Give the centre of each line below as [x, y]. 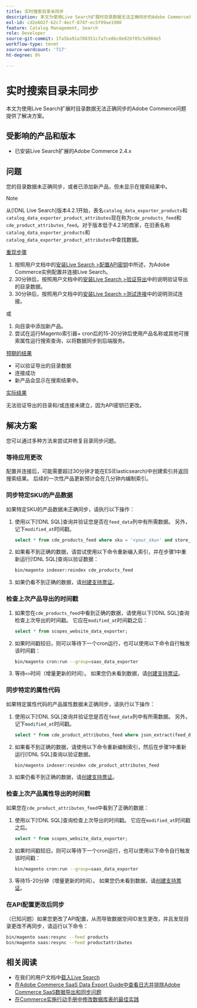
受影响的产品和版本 [41, 136]
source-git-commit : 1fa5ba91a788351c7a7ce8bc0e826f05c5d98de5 [84, 39]
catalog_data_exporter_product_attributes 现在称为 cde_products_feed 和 [94, 218]
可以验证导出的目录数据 [43, 366]
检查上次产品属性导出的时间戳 [48, 794]
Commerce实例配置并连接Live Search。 [63, 272]
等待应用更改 [24, 457]
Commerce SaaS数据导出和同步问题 [58, 992]
